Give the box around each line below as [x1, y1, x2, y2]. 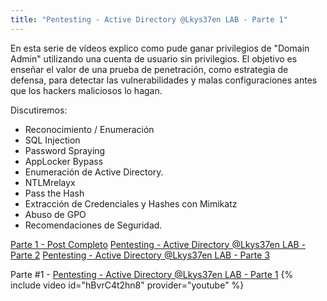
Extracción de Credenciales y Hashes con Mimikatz [24, 197, 238, 210]
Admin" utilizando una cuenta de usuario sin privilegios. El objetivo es [10, 52, 298, 65]
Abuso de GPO [24, 208, 87, 220]
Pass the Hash [24, 187, 85, 199]
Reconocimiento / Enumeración [24, 123, 155, 135]
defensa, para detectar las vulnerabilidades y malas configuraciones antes [10, 74, 318, 86]
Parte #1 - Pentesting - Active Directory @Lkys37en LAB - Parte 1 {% [10, 268, 294, 280]
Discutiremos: [10, 104, 68, 116]
